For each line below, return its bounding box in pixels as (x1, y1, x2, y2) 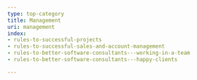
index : (7, 29, 27, 37)
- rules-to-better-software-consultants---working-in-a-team (7, 50, 191, 57)
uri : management (7, 23, 55, 30)
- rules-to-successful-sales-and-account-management (7, 43, 165, 50)
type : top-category (7, 10, 65, 18)
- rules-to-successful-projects (7, 36, 102, 44)
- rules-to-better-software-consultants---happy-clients (7, 56, 178, 63)
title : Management (7, 17, 61, 24)
